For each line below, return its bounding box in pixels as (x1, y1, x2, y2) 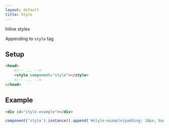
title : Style (5, 12, 33, 17)
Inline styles (5, 26, 30, 32)
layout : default (5, 7, 39, 13)
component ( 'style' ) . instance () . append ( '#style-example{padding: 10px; (5, 118, 156, 123)
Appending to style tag (5, 36, 54, 42)
